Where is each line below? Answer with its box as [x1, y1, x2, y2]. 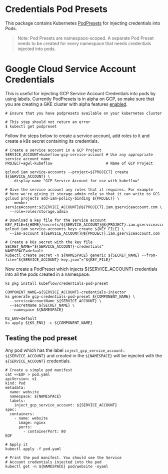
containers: [9, 411, 35, 416]
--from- [141, 253, 157, 258]
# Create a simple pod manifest [5, 367, 72, 372]
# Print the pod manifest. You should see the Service [5, 455, 122, 460]
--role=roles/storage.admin [9, 209, 68, 214]
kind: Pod [5, 380, 26, 386]
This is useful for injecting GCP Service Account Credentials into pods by [5, 90, 156, 96]
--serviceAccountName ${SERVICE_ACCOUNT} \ [9, 298, 101, 303]
